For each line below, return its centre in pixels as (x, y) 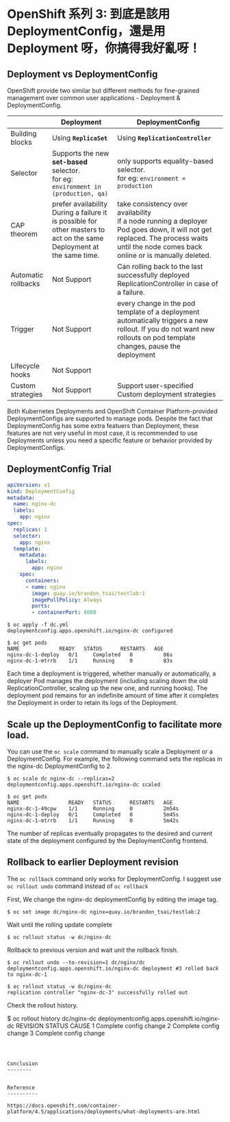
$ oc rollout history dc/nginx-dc (52, 1018)
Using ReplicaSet (80, 138)
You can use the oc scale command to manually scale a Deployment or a (110, 751)
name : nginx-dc (35, 504)
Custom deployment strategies (167, 394)
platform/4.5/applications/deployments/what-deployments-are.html (104, 1112)
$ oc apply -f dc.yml (38, 625)
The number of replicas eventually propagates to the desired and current (110, 833)
